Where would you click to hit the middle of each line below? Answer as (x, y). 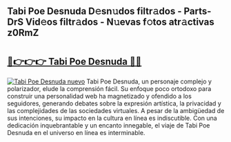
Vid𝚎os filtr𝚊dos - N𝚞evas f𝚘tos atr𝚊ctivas (120, 22)
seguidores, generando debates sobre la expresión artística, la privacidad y (114, 103)
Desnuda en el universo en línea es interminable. (76, 133)
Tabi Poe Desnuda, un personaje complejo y (149, 81)
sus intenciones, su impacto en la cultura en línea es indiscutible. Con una (112, 118)
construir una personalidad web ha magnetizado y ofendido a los (99, 96)
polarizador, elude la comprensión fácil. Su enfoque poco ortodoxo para (109, 89)
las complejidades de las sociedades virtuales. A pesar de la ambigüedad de (116, 111)
